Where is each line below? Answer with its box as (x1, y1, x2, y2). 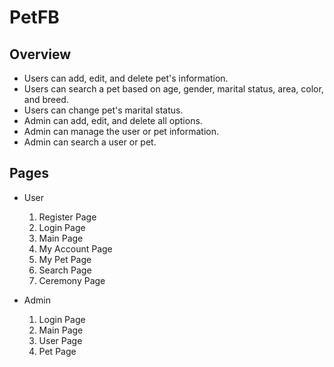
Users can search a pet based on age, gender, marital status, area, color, (23, 83, 324, 95)
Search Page (38, 264, 92, 276)
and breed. (23, 94, 69, 105)
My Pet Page (38, 253, 92, 265)
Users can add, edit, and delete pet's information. (23, 72, 229, 84)
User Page (38, 334, 83, 346)
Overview (9, 46, 72, 63)
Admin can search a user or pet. (23, 136, 157, 148)
